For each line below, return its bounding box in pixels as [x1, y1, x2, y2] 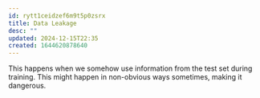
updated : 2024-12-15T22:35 [8, 34, 99, 43]
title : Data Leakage [8, 19, 78, 27]
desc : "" [8, 27, 38, 35]
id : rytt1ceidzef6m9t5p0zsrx [8, 11, 106, 20]
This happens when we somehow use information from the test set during [8, 63, 253, 73]
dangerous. [8, 81, 47, 91]
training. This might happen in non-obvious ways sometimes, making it [8, 72, 242, 82]
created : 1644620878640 [8, 42, 88, 50]
